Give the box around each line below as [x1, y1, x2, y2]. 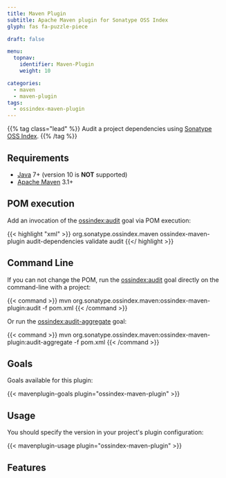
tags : [7, 99, 23, 106]
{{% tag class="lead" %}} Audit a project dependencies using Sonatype [7, 125, 212, 133]
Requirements [7, 152, 69, 163]
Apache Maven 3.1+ [17, 177, 74, 186]
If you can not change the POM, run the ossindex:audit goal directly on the [7, 275, 220, 284]
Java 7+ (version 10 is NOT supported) [17, 170, 128, 179]
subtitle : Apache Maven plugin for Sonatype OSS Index [7, 17, 169, 24]
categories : [7, 80, 41, 87]
